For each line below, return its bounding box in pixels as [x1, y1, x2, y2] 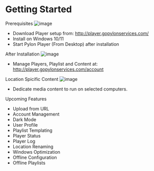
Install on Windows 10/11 [12, 36, 64, 42]
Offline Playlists [12, 159, 46, 166]
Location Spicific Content [5, 76, 59, 82]
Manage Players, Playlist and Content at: [12, 61, 98, 67]
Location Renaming [12, 144, 54, 150]
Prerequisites [5, 20, 33, 26]
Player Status [12, 132, 41, 138]
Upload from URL [12, 105, 49, 111]
